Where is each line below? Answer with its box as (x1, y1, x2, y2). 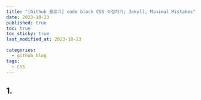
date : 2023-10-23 (6, 14, 50, 20)
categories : (6, 47, 36, 54)
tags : (6, 58, 20, 64)
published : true (6, 20, 47, 26)
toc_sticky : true (6, 31, 50, 37)
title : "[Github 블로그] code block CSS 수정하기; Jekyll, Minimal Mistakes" (6, 8, 196, 15)
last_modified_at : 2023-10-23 (6, 36, 82, 42)
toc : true (6, 25, 31, 32)
